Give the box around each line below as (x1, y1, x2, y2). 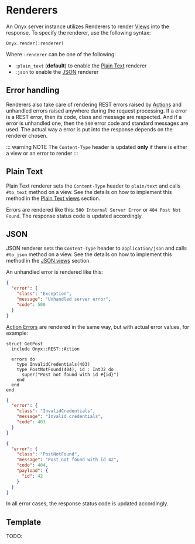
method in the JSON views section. (6, 257, 91, 264)
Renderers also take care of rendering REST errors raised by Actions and (6, 101, 182, 108)
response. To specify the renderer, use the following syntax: (6, 29, 151, 36)
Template (6, 517, 42, 527)
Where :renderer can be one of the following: (6, 50, 116, 57)
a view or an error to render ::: (6, 149, 78, 157)
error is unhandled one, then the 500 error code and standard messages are (6, 120, 189, 127)
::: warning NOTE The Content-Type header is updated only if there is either (6, 143, 188, 150)
